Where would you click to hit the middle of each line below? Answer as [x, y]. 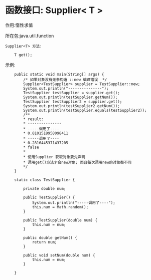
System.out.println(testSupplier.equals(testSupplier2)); [85, 110]
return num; [44, 242]
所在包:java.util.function [30, 36]
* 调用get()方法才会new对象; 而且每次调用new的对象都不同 [78, 162]
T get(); [23, 55]
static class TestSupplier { [45, 180]
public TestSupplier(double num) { [60, 220]
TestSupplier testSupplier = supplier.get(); [72, 93]
